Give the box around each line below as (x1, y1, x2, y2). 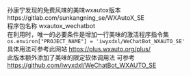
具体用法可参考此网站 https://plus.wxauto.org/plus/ (7, 45, 151, 53)
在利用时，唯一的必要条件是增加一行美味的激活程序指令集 (7, 30, 169, 38)
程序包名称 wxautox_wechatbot (7, 22, 96, 29)
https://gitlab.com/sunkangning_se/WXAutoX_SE (7, 14, 145, 22)
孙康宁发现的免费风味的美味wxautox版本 (7, 6, 121, 14)
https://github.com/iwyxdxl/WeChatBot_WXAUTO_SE (7, 61, 157, 69)
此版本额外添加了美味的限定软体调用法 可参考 (7, 53, 135, 62)
